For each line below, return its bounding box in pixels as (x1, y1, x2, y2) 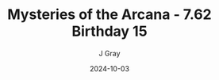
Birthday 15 (71, 22, 148, 40)
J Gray (98, 48, 121, 58)
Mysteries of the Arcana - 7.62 (7, 6, 212, 24)
